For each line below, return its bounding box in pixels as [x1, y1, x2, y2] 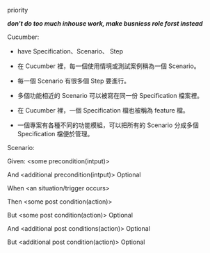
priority [7, 6, 29, 14]
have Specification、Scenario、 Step [17, 47, 124, 55]
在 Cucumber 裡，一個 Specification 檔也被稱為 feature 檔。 [17, 106, 189, 114]
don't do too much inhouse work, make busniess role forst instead [7, 19, 203, 27]
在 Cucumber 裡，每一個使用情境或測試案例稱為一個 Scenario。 [17, 62, 200, 70]
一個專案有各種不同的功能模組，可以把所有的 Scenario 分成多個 [17, 121, 200, 129]
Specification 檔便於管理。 [17, 130, 94, 138]
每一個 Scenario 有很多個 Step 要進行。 [17, 76, 131, 85]
